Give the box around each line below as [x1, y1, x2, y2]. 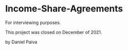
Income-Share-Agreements [5, 3, 123, 14]
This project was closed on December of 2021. [5, 29, 102, 35]
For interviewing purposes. [5, 19, 61, 25]
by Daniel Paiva [5, 38, 38, 45]
